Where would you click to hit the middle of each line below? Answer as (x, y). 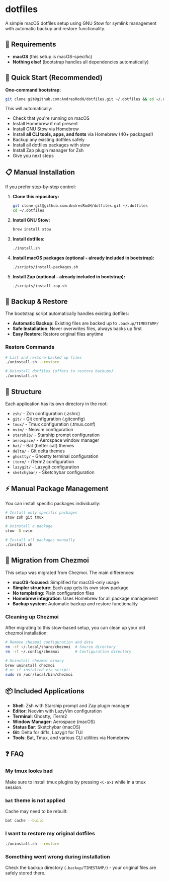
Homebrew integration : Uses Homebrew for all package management (85, 598)
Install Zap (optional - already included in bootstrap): (69, 276)
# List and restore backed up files (44, 357)
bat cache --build (24, 821)
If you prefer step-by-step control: (41, 187)
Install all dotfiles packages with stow (51, 145)
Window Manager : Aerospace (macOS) (54, 722)
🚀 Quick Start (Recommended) (54, 78)
